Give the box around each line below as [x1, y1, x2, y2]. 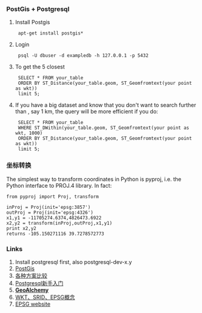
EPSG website [15, 300, 50, 308]
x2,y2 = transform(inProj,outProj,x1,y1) [6, 220, 113, 226]
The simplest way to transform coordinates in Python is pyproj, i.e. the [6, 175, 182, 183]
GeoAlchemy [15, 286, 49, 294]
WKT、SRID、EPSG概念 [15, 293, 75, 301]
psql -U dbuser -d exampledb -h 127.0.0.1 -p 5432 [18, 53, 149, 59]
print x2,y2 [6, 225, 36, 231]
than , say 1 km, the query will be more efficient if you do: [15, 108, 158, 115]
